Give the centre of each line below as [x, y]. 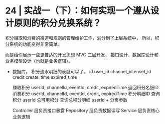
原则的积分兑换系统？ [58, 23]
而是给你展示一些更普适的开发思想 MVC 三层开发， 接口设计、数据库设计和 [82, 55]
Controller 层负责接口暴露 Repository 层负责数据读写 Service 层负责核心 [86, 110]
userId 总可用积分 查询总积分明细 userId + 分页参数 [75, 100]
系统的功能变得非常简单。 [36, 44]
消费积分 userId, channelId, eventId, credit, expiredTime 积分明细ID [81, 94]
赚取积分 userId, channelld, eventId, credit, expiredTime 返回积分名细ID [85, 87]
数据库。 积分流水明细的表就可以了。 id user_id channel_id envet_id [82, 71]
